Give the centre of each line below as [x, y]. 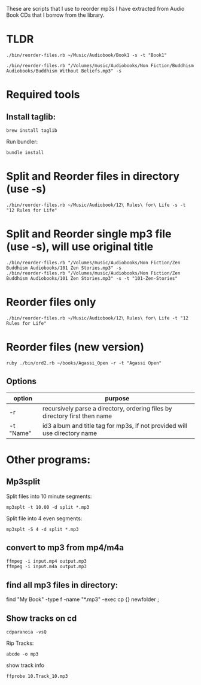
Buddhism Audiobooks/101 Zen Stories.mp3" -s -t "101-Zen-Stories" [92, 278]
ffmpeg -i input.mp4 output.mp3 [46, 562]
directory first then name [77, 416]
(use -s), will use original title [80, 247]
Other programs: [48, 459]
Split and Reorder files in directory [93, 176]
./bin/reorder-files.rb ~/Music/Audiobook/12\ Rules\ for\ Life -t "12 [97, 318]
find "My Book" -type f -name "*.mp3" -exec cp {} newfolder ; [83, 599]
